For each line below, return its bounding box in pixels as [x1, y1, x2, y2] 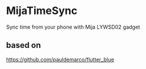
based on [6, 40, 41, 50]
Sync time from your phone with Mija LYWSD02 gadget [6, 23, 140, 30]
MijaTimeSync [6, 4, 78, 18]
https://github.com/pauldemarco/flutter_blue [6, 56, 115, 63]
